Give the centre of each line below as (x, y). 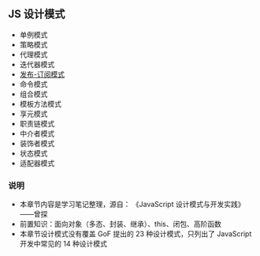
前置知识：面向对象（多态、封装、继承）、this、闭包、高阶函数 (121, 224)
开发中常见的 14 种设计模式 (63, 244)
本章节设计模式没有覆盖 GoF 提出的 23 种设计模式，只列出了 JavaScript (136, 234)
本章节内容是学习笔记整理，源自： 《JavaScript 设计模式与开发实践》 (132, 205)
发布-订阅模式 (42, 74)
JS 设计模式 (37, 14)
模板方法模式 (40, 104)
